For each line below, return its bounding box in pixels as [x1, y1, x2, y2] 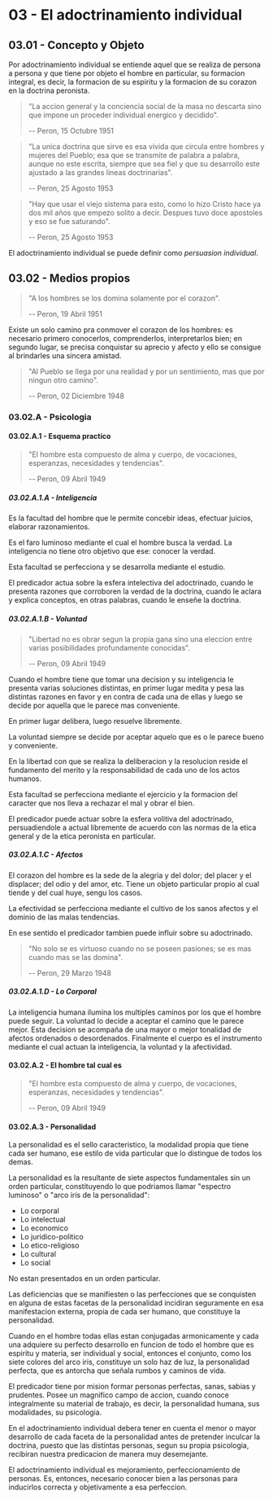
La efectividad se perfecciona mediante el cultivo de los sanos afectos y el [8, 903, 258, 913]
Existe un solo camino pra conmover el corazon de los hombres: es [8, 324, 233, 335]
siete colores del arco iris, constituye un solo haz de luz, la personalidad [8, 1357, 250, 1367]
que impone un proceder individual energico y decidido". [28, 110, 219, 120]
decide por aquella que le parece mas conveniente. [8, 700, 180, 710]
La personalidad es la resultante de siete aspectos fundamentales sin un [8, 1173, 250, 1182]
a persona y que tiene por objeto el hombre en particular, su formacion [8, 68, 245, 78]
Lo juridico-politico [19, 1232, 84, 1242]
